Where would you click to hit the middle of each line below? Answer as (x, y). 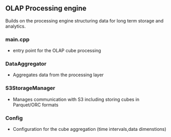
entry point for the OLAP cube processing (57, 51)
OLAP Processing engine (46, 8)
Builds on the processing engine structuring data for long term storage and (84, 20)
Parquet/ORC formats (35, 105)
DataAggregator (26, 64)
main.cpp (17, 39)
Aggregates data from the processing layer (58, 75)
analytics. (15, 26)
